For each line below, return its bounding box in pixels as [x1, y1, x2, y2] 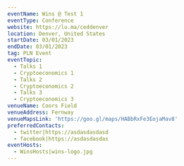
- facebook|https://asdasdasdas [13, 135, 109, 142]
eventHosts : [7, 142, 42, 149]
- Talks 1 [13, 63, 42, 70]
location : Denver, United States [7, 30, 106, 37]
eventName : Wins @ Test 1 [7, 10, 83, 18]
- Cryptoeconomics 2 [13, 83, 74, 90]
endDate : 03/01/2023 [7, 43, 68, 50]
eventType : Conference [7, 17, 74, 24]
